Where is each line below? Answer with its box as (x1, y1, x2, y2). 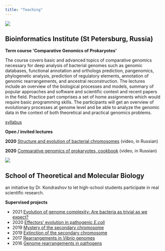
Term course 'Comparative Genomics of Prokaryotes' (5, 48, 117, 54)
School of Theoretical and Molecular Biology (5, 171, 144, 180)
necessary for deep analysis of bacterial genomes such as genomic (5, 63, 143, 69)
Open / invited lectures (5, 129, 53, 135)
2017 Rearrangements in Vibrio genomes (12, 235, 95, 241)
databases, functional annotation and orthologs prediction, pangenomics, (5, 68, 154, 74)
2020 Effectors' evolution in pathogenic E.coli (12, 219, 105, 225)
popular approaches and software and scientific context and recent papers (5, 89, 158, 95)
